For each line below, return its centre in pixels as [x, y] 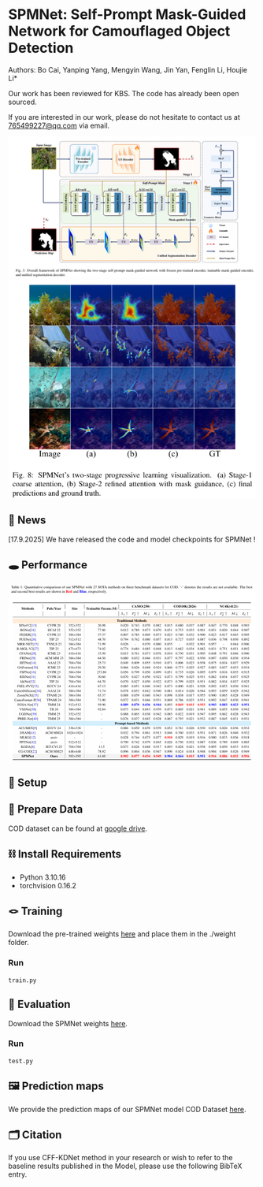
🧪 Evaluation [39, 1005]
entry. [18, 1174]
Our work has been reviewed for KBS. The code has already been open [124, 93]
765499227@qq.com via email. [59, 125]
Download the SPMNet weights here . [68, 1023]
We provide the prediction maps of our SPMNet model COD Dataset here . [127, 1109]
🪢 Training [35, 911]
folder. [19, 943]
